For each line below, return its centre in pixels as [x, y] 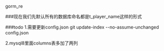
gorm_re [14, 6]
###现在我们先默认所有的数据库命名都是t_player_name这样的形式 [74, 16]
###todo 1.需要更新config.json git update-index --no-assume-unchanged [82, 27]
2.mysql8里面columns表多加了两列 [42, 43]
